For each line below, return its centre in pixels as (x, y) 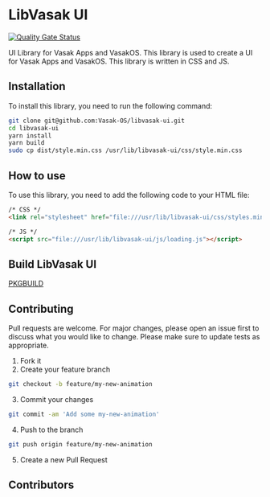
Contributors (41, 485)
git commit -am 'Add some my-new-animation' (84, 414)
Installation (37, 86)
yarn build (27, 143)
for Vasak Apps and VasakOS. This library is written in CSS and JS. (119, 61)
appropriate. (29, 345)
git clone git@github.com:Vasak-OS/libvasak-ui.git (96, 121)
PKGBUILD (26, 284)
